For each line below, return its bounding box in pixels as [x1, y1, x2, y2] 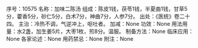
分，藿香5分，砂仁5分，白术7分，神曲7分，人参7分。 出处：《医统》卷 [6, 13, 180, 20]
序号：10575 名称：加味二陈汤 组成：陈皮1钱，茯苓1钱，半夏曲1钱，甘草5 [6, 5, 188, 12]
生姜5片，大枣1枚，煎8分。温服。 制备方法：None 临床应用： [41, 28, 194, 35]
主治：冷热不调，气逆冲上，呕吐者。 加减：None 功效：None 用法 [18, 20, 183, 27]
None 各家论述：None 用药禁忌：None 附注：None [6, 35, 134, 42]
